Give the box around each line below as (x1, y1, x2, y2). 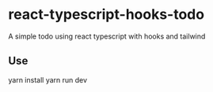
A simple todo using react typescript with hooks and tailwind (8, 31, 206, 41)
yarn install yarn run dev (8, 75, 88, 84)
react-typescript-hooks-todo (8, 6, 204, 24)
